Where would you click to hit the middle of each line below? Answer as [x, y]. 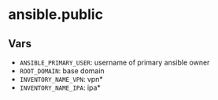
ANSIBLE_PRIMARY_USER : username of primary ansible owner [115, 62]
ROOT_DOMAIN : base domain [62, 71]
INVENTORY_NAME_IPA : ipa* [60, 87]
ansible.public [56, 15]
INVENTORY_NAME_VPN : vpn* [61, 79]
